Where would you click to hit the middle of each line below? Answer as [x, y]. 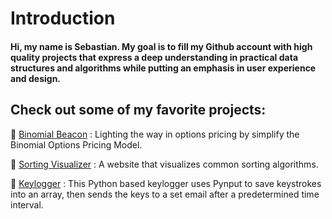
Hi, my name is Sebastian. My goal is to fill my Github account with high [161, 46]
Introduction [63, 18]
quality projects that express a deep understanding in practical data [154, 57]
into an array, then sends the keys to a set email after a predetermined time [165, 194]
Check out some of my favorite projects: [138, 110]
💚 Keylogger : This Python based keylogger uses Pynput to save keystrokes [166, 183]
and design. [36, 78]
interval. [27, 204]
